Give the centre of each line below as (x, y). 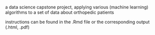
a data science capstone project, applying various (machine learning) (77, 7)
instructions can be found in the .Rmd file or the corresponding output (77, 22)
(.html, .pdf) (18, 27)
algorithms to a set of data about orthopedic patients (60, 12)
